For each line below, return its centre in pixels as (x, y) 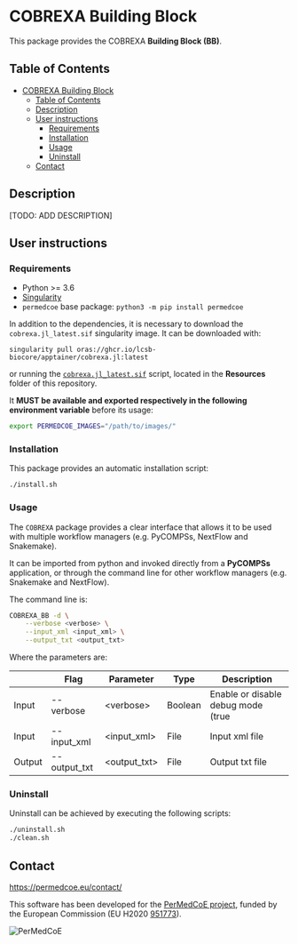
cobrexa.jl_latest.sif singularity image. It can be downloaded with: (135, 333)
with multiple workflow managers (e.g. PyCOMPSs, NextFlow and (129, 536)
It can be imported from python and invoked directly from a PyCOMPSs (140, 563)
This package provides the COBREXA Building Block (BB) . (116, 41)
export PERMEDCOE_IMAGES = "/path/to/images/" (93, 427)
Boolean (184, 706)
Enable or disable (246, 694)
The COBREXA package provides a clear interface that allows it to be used (141, 527)
